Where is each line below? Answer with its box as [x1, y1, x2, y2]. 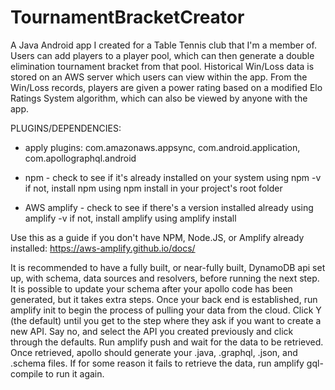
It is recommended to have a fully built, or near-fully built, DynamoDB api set [10, 261, 326, 273]
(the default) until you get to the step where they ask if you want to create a [10, 314, 322, 326]
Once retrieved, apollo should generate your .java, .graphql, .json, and [10, 346, 298, 358]
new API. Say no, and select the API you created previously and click [10, 325, 294, 337]
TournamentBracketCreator [10, 6, 245, 29]
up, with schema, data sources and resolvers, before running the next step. [10, 272, 320, 284]
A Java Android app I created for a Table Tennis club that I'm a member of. [10, 39, 317, 51]
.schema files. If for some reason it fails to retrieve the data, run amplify [10, 357, 305, 369]
